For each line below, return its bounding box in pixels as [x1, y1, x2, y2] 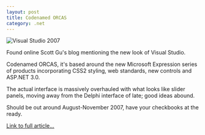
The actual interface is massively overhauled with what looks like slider [6, 86, 185, 93]
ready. [6, 111, 23, 118]
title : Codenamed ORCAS [6, 15, 67, 21]
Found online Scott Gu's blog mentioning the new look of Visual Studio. [6, 49, 186, 56]
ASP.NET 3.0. [6, 74, 40, 81]
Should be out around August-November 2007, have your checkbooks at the [6, 104, 199, 111]
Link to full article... [6, 122, 55, 130]
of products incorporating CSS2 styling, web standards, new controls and [6, 67, 192, 75]
